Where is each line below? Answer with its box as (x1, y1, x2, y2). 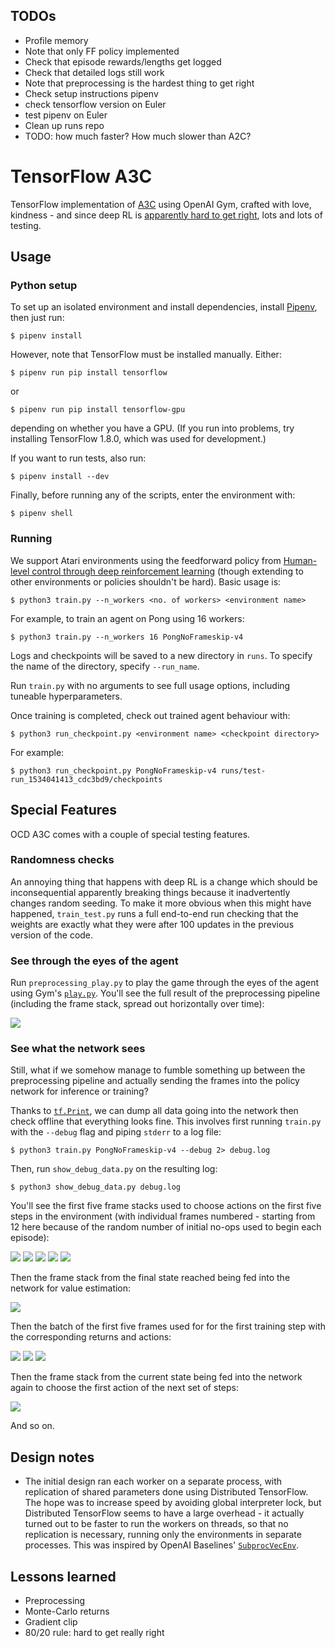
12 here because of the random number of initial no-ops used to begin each (10, 1221, 322, 1233)
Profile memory (24, 34, 89, 46)
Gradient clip (24, 1616, 78, 1628)
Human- (283, 554, 318, 566)
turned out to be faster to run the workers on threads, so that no (24, 1518, 289, 1530)
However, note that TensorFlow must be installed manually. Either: (10, 349, 282, 361)
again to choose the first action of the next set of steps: (10, 1382, 239, 1394)
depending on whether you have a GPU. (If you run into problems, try (10, 422, 295, 434)
